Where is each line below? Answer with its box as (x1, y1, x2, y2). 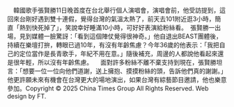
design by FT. (7, 92, 47, 100)
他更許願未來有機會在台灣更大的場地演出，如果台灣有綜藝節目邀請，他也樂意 (7, 76, 227, 83)
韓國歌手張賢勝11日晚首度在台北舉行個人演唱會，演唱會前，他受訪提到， (13, 6, 220, 14)
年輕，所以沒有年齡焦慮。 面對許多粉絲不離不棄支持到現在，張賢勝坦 (19, 58, 223, 66)
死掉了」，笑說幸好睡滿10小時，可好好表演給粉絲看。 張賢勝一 (37, 24, 215, 31)
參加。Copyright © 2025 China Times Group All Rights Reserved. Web (7, 84, 209, 92)
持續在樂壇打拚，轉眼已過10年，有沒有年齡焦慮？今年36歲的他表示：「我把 (7, 41, 219, 49)
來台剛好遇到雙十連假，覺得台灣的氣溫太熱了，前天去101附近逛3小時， (13, 15, 215, 23)
